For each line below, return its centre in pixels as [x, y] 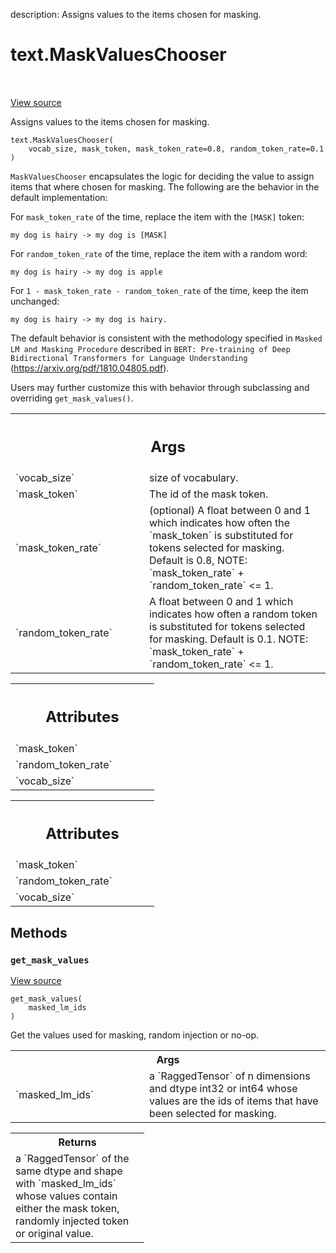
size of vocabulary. [194, 478]
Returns [77, 1142]
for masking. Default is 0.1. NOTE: [229, 639]
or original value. [54, 1234]
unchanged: [35, 301]
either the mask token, [67, 1209]
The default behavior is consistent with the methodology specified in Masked [166, 338]
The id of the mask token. [209, 494]
